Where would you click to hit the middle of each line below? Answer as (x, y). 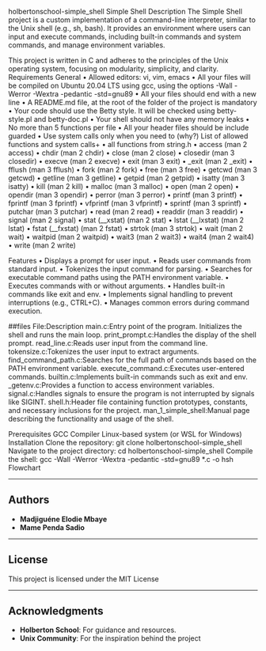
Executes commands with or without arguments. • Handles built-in (117, 286)
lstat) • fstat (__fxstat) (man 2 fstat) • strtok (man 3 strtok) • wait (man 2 (126, 228)
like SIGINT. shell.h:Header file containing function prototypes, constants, (128, 402)
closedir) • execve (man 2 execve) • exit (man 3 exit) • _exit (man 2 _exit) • (131, 161)
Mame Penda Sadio (52, 527)
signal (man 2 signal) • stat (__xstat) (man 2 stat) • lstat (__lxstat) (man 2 (126, 220)
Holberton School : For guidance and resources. (98, 630)
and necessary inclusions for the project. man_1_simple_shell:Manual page (129, 410)
